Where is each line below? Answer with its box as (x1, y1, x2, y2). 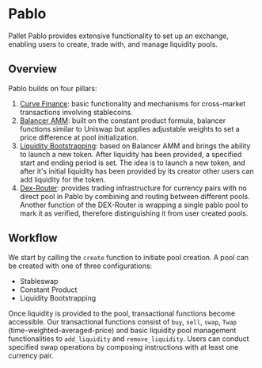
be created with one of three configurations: (8, 261, 153, 270)
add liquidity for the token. (19, 174, 106, 184)
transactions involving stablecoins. (19, 107, 133, 117)
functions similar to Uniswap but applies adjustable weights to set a (19, 124, 240, 133)
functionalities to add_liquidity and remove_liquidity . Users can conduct (8, 334, 249, 343)
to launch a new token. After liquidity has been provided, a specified (19, 149, 242, 159)
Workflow (8, 232, 58, 245)
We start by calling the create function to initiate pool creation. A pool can (8, 252, 249, 262)
